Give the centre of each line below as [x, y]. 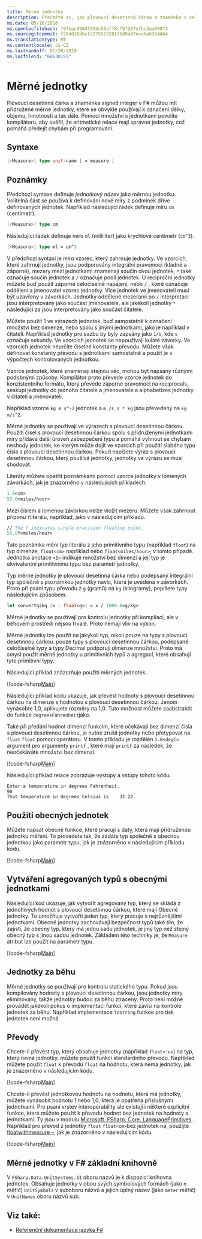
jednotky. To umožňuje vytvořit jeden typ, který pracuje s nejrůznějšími [94, 916]
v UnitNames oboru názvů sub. [43, 1196]
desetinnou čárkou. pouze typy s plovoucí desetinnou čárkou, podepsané [98, 642]
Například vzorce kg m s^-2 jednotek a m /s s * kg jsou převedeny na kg [97, 408]
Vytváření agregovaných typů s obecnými [87, 880]
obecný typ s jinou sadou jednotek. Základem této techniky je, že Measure [97, 935]
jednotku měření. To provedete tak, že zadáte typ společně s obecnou [93, 836]
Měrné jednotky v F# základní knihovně [82, 1163]
